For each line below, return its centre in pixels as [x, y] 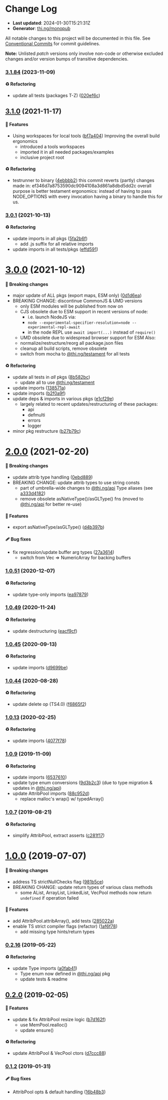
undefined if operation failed [49, 898]
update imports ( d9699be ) [40, 667]
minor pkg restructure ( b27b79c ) [47, 431]
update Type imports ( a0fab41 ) [45, 968]
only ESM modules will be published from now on [71, 306]
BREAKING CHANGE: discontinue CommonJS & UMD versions [77, 301]
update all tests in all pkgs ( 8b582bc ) [51, 377]
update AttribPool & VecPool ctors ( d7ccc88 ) [59, 1053]
